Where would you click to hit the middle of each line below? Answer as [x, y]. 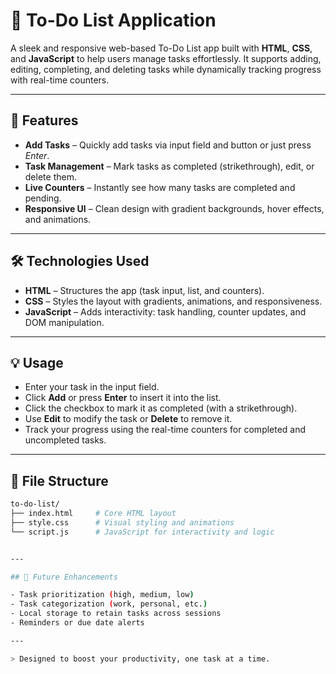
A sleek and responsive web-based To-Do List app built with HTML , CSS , [161, 48]
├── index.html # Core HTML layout [93, 514]
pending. [43, 198]
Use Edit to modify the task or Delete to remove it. [128, 419]
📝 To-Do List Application [113, 20]
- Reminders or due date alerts [77, 623]
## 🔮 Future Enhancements [64, 577]
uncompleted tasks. [65, 440]
